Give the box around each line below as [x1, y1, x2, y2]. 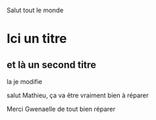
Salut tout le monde [6, 6, 64, 14]
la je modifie [6, 78, 43, 85]
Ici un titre [6, 31, 67, 47]
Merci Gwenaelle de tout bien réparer [6, 105, 116, 113]
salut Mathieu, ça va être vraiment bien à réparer [6, 91, 149, 100]
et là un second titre [6, 59, 96, 71]
